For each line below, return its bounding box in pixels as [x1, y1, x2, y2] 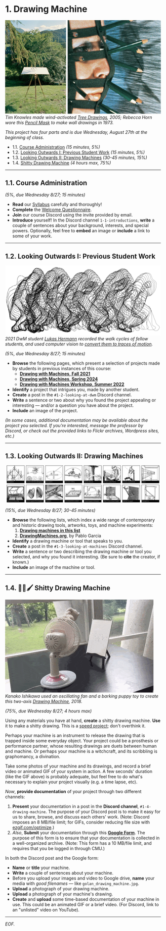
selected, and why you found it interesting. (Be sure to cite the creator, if [12, 553, 161, 559]
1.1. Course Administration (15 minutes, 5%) [12, 144, 100, 150]
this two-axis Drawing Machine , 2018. [5, 699, 83, 705]
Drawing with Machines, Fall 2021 [19, 371, 90, 377]
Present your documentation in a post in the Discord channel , [12, 804, 139, 810]
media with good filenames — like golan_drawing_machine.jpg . [12, 880, 139, 886]
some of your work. [12, 233, 52, 239]
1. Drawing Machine [5, 3, 87, 15]
